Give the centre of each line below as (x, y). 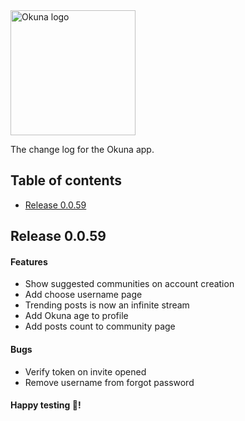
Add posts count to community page (100, 326)
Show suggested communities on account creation (129, 284)
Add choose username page (83, 295)
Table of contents (66, 180)
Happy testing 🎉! (46, 405)
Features (29, 261)
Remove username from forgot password (109, 382)
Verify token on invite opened (85, 371)
